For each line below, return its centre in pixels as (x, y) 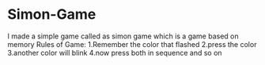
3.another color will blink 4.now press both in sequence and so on (115, 52)
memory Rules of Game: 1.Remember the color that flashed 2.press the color (132, 44)
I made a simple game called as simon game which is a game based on (123, 36)
